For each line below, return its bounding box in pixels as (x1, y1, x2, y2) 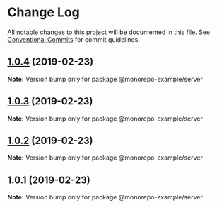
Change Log (7, 4, 80, 21)
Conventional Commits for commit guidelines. (7, 35, 140, 43)
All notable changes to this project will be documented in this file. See (7, 28, 211, 36)
